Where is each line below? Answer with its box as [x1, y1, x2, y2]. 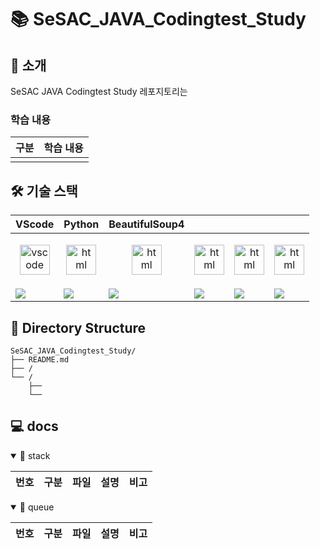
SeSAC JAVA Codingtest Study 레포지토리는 [10, 86, 188, 97]
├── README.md [10, 354, 70, 365]
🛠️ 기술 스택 [10, 182, 78, 200]
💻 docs [10, 418, 59, 435]
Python [63, 217, 100, 231]
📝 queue [19, 501, 55, 513]
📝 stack [19, 449, 51, 461]
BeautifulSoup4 [108, 217, 185, 231]
